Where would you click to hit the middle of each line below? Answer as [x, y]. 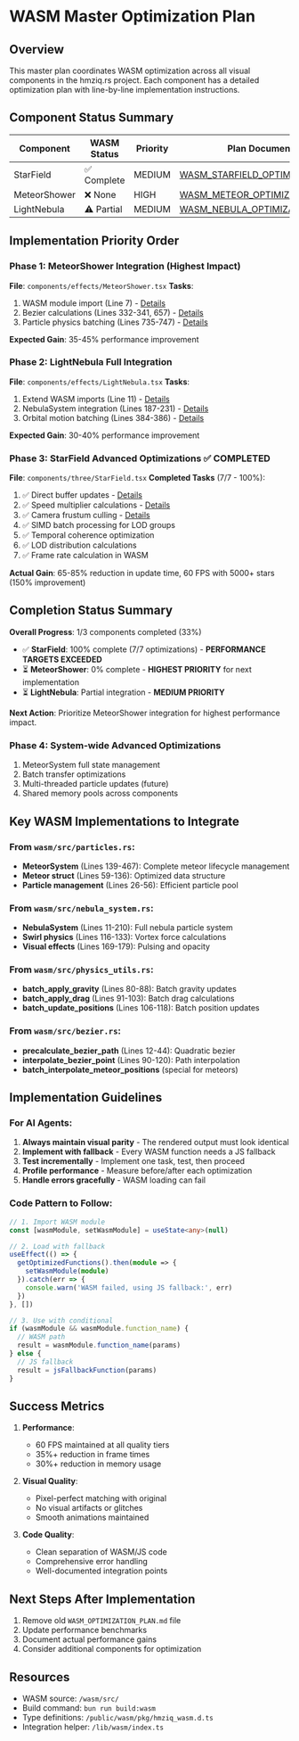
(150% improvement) [48, 582]
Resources [40, 1677]
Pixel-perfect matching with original [101, 1498]
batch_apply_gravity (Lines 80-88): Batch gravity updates [129, 989]
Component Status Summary [92, 118]
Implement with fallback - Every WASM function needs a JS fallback [149, 1151]
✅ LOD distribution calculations [79, 545]
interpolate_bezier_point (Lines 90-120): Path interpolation [131, 1060]
